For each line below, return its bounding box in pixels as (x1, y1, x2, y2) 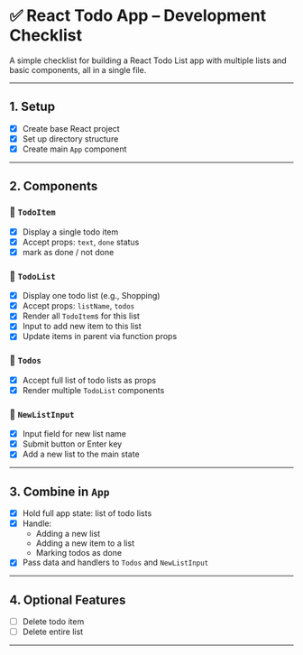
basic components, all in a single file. (9, 64, 147, 75)
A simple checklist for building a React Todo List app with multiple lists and (9, 55, 287, 66)
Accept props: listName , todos (22, 300, 135, 311)
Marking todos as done (35, 548, 123, 558)
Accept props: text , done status (22, 236, 140, 247)
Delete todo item (22, 616, 85, 627)
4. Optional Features (9, 592, 126, 607)
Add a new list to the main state (22, 448, 140, 460)
